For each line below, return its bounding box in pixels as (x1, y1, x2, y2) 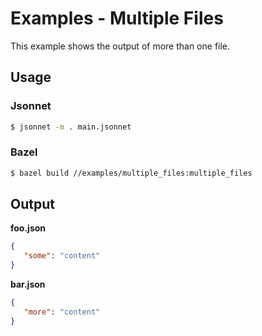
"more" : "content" (23, 307, 101, 317)
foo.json (10, 222, 47, 234)
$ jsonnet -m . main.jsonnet (10, 122, 132, 132)
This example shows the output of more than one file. (10, 40, 231, 52)
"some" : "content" (23, 251, 101, 261)
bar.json (10, 278, 46, 291)
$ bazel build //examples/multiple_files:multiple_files (10, 168, 253, 178)
